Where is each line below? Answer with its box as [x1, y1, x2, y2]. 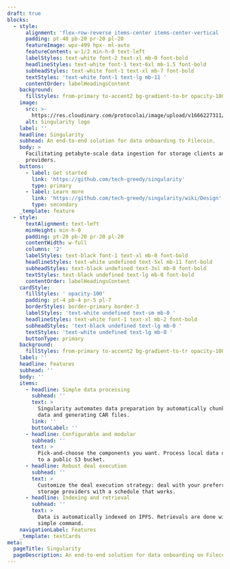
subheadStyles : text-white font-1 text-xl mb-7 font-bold [25, 67, 194, 74]
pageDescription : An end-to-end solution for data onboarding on [13, 552, 204, 559]
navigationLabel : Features [19, 526, 97, 533]
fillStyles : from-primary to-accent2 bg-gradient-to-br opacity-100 [25, 93, 225, 100]
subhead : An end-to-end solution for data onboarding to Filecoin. [19, 138, 216, 145]
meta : [7, 539, 23, 546]
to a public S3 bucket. [37, 457, 106, 463]
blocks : [7, 16, 29, 23]
